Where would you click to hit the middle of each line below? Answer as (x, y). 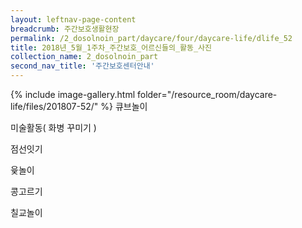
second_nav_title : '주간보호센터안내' (82, 66)
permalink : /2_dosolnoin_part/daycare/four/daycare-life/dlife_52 (151, 38)
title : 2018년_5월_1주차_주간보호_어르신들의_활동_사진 (111, 47)
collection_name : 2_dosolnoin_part (84, 57)
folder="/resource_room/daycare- (207, 94)
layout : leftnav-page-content (73, 19)
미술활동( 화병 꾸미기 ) (53, 127)
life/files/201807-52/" (54, 106)
